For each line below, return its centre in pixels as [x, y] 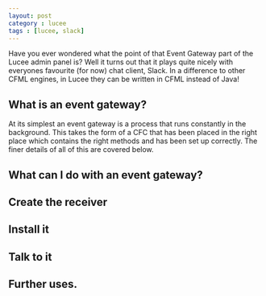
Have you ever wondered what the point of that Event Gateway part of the [131, 54]
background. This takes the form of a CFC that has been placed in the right [133, 133]
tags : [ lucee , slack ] [46, 31]
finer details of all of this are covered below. [81, 150]
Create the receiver [58, 202]
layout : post [30, 16]
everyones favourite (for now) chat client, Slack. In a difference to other [127, 71]
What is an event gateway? [78, 104]
